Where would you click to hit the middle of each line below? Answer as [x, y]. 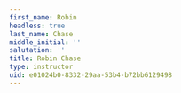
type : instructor [41, 67]
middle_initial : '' [45, 42]
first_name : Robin [43, 17]
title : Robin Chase [45, 58]
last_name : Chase [41, 34]
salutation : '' [37, 50]
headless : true [37, 26]
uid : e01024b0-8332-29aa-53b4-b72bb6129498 [91, 75]
